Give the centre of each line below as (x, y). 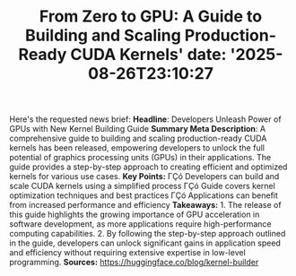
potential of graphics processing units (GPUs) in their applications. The (140, 158)
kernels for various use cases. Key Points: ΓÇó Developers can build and (144, 177)
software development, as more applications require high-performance (140, 224)
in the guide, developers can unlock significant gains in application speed (145, 243)
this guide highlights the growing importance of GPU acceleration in (135, 215)
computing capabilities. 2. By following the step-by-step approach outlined (148, 234)
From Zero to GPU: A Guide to (151, 17)
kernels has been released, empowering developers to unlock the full (137, 148)
